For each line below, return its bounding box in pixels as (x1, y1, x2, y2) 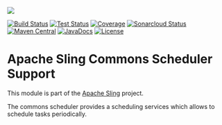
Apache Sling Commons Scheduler (7, 51, 213, 67)
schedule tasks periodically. (7, 110, 87, 118)
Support (7, 66, 55, 82)
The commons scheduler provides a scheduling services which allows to (7, 102, 215, 110)
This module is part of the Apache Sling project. (7, 89, 144, 97)
